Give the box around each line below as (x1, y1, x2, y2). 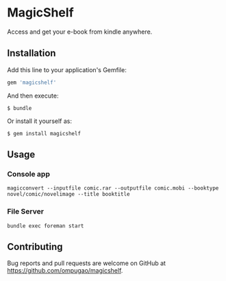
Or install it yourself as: (7, 117, 72, 125)
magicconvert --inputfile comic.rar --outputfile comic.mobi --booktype (7, 185, 219, 192)
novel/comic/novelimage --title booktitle (7, 191, 130, 198)
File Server (7, 207, 45, 216)
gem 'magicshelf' (7, 79, 57, 86)
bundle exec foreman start (7, 222, 84, 229)
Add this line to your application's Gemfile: (7, 65, 127, 74)
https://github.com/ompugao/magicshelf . (7, 267, 123, 275)
